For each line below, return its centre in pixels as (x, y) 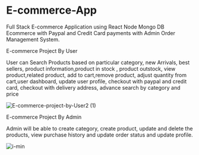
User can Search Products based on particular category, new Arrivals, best (98, 62)
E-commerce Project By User (42, 50)
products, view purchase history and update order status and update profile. (99, 135)
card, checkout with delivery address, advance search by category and (93, 87)
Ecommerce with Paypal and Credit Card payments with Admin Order (91, 33)
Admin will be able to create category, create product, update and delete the (99, 128)
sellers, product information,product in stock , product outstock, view (91, 68)
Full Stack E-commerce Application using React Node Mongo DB (85, 27)
